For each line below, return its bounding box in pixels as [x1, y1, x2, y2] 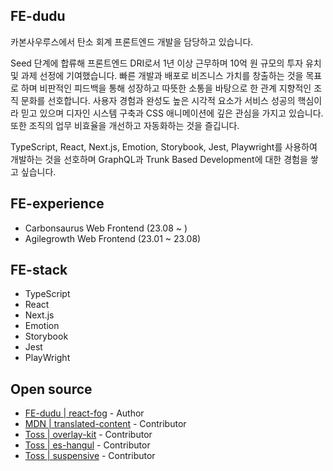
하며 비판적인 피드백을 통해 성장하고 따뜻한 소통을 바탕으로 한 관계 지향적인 [20, 82, 312, 94]
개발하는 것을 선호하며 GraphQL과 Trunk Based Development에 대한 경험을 [10, 153, 308, 165]
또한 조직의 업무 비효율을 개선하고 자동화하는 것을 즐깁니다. [10, 119, 240, 131]
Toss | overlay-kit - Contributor [24, 429, 153, 441]
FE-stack [10, 262, 68, 279]
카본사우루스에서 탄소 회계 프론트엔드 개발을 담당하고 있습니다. [10, 35, 254, 48]
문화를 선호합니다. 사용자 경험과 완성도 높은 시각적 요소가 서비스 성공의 [20, 94, 296, 106]
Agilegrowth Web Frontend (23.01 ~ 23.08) [24, 232, 202, 244]
